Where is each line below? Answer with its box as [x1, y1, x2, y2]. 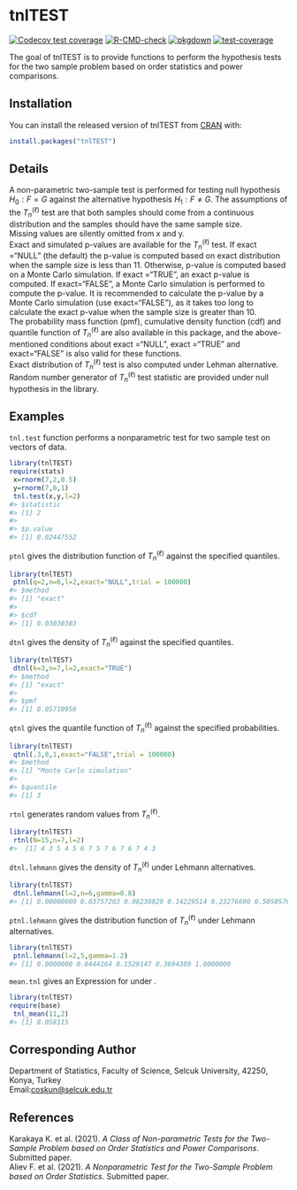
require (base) [9, 1001, 62, 1010]
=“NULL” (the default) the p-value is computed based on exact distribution [9, 250, 281, 261]
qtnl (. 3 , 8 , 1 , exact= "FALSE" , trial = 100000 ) [12, 749, 176, 759]
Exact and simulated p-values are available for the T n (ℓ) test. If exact [9, 237, 257, 252]
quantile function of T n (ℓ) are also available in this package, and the [9, 326, 254, 340]
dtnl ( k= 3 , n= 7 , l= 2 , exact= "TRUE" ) [12, 664, 133, 672]
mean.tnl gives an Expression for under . [9, 976, 156, 987]
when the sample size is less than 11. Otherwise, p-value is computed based [9, 260, 286, 271]
